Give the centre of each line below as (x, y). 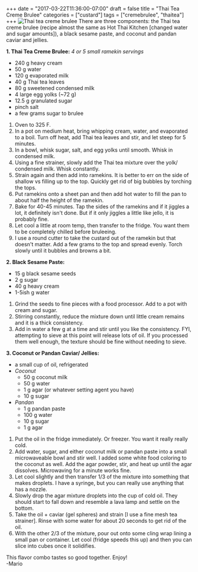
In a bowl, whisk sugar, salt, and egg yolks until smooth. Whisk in (94, 150)
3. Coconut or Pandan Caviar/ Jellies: (53, 353)
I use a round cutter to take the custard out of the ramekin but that (95, 238)
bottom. (24, 508)
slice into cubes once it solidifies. (55, 546)
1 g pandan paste (44, 409)
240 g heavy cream (38, 63)
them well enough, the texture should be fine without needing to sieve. (100, 342)
